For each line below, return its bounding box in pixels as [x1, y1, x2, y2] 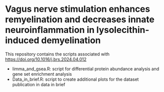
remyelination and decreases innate [5, 14, 155, 25]
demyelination [41, 35, 101, 46]
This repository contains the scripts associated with [5, 51, 109, 57]
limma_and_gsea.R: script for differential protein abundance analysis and [12, 65, 160, 72]
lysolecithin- [96, 25, 150, 35]
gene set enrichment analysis [12, 71, 72, 77]
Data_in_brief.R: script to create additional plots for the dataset [12, 76, 139, 82]
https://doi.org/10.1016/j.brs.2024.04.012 [5, 56, 87, 62]
